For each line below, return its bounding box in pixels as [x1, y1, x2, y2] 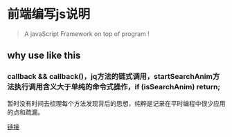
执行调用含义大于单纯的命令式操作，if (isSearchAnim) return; [14, 82, 220, 92]
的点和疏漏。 [7, 108, 44, 116]
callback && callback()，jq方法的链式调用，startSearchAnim [7, 72, 213, 82]
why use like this [7, 50, 81, 62]
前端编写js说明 [7, 6, 91, 22]
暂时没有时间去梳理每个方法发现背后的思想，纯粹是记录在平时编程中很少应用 [7, 99, 226, 107]
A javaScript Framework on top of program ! [24, 29, 150, 38]
